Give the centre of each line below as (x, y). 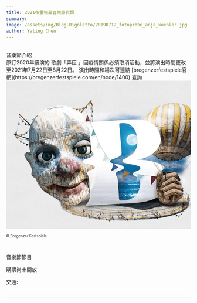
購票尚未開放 (21, 269)
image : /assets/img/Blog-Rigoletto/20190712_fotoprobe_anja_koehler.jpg (97, 25)
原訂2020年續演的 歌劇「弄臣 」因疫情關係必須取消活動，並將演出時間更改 (96, 63)
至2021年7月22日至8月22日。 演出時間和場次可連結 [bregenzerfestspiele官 (97, 70)
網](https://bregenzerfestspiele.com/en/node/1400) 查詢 (74, 77)
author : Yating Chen (31, 31)
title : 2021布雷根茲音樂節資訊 (40, 12)
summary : (17, 18)
